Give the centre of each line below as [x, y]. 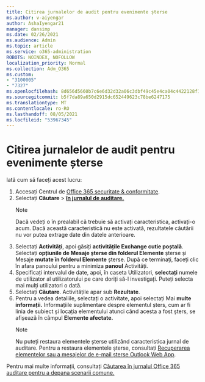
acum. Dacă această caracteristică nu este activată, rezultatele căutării [104, 228]
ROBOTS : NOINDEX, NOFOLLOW [41, 57]
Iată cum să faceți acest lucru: [44, 180]
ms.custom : [20, 74]
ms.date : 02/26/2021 [33, 35]
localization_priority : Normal [46, 63]
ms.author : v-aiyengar [35, 18]
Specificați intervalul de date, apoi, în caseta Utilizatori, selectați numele [106, 273]
